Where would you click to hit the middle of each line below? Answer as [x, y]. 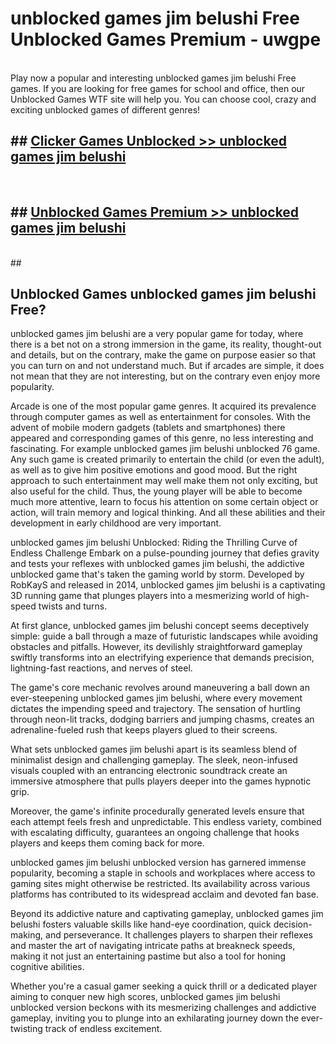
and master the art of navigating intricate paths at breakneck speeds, [153, 946]
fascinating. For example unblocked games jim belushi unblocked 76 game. [165, 449]
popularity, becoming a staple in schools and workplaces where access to [163, 873]
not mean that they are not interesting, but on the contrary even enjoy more [165, 376]
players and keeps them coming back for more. [107, 843]
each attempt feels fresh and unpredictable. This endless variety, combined [166, 822]
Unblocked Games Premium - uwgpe [166, 39]
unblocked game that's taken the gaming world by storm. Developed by [157, 574]
